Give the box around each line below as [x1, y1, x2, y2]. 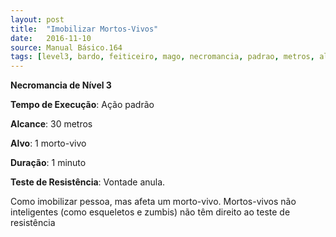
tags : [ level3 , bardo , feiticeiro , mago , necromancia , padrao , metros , [10, 52, 315, 62]
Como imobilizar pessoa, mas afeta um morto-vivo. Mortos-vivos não [10, 196, 297, 208]
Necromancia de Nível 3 [10, 79, 112, 91]
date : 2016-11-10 [10, 33, 92, 43]
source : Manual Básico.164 [10, 42, 123, 53]
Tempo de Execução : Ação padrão [10, 99, 155, 111]
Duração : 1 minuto [10, 157, 87, 169]
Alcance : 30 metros [10, 118, 93, 130]
